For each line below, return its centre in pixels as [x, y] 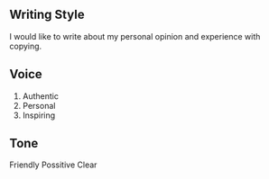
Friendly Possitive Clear [53, 165]
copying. [26, 46]
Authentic [40, 96]
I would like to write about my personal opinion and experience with [135, 36]
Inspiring [39, 115]
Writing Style [47, 15]
